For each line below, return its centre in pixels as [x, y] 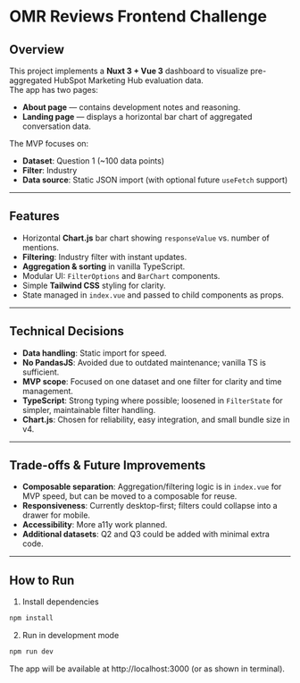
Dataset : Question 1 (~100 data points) [93, 161]
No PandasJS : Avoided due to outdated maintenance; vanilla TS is [144, 362]
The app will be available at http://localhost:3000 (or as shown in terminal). [147, 669]
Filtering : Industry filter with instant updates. [104, 257]
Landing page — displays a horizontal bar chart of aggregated [137, 117]
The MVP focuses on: [49, 143]
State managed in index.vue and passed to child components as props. [153, 295]
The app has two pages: [54, 90]
